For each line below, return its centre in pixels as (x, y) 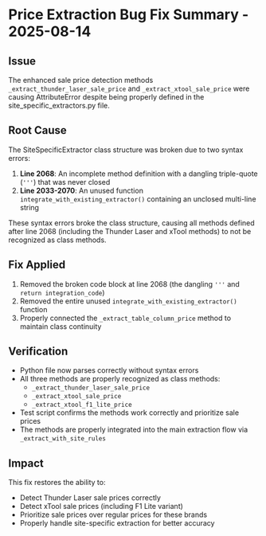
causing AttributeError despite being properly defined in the (106, 97)
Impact (26, 463)
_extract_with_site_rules (63, 439)
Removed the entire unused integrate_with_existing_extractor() (128, 301)
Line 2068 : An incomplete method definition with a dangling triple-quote (139, 174)
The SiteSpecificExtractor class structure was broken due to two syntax (126, 150)
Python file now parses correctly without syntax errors (109, 370)
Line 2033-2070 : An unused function (81, 190)
